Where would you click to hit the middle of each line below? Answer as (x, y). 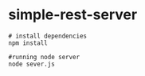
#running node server (44, 57)
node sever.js (32, 64)
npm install (28, 43)
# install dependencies (48, 36)
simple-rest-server (73, 15)
